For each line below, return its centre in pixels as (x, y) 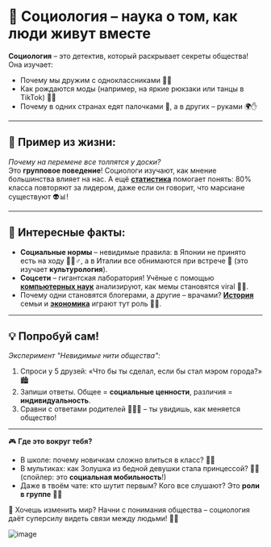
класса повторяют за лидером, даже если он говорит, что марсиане (127, 187)
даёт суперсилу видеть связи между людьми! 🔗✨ (94, 519)
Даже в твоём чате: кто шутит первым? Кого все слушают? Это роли (140, 486)
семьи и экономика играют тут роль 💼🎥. (91, 303)
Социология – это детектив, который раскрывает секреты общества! (128, 56)
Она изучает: (31, 65)
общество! (38, 418)
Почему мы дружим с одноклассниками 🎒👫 (96, 80)
